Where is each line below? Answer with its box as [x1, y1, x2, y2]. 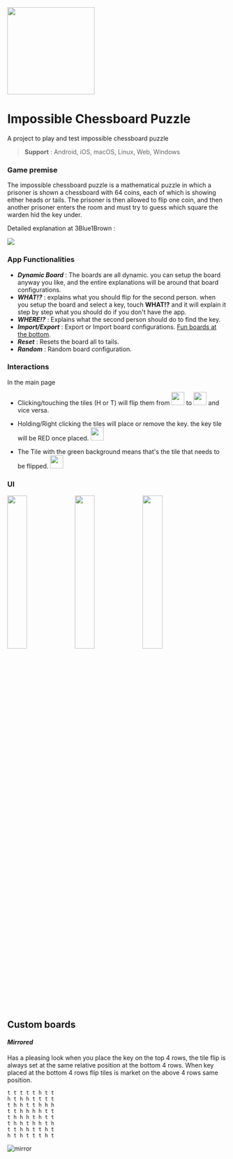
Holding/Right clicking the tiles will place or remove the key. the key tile [17, 419, 222, 428]
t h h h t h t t [7, 1114, 54, 1121]
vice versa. [17, 406, 50, 414]
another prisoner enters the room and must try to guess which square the [7, 203, 218, 212]
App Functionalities [7, 255, 75, 265]
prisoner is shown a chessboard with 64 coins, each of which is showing [7, 189, 216, 197]
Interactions [7, 362, 50, 372]
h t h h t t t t [7, 1095, 54, 1102]
